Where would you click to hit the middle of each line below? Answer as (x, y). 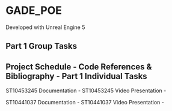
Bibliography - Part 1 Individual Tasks (77, 76)
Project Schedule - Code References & (79, 67)
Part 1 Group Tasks (41, 46)
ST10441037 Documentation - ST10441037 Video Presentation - (85, 103)
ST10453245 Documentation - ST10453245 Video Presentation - (86, 90)
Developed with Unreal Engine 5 (45, 27)
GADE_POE (34, 11)
